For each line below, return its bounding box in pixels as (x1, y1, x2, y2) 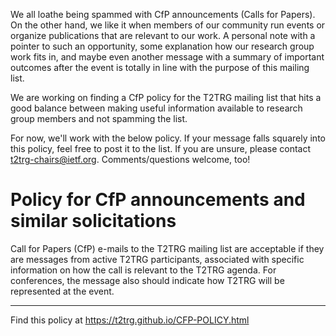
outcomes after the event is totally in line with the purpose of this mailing (10, 62, 310, 73)
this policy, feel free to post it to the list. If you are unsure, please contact (10, 143, 312, 154)
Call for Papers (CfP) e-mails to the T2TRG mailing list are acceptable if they (10, 242, 325, 254)
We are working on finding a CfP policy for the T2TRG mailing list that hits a (10, 92, 322, 103)
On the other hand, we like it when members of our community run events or (10, 19, 326, 31)
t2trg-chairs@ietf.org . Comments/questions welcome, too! (10, 154, 251, 165)
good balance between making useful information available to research (10, 102, 303, 114)
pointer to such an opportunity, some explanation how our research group (10, 40, 315, 52)
